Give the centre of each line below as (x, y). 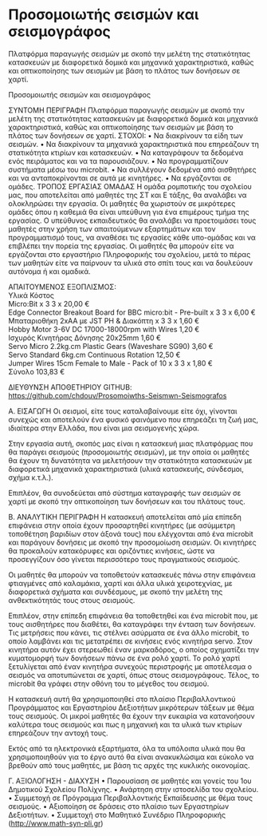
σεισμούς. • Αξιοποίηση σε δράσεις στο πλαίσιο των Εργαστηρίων (119, 806)
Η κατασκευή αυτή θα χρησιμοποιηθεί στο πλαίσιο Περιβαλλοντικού (122, 699)
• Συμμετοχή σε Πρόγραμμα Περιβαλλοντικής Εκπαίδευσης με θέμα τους (131, 798)
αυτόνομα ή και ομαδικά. (50, 271)
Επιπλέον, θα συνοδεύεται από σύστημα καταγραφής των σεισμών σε (125, 493)
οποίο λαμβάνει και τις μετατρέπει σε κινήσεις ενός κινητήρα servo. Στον (131, 641)
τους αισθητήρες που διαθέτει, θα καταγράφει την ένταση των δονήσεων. (132, 624)
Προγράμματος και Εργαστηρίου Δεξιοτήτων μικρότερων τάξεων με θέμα (132, 707)
